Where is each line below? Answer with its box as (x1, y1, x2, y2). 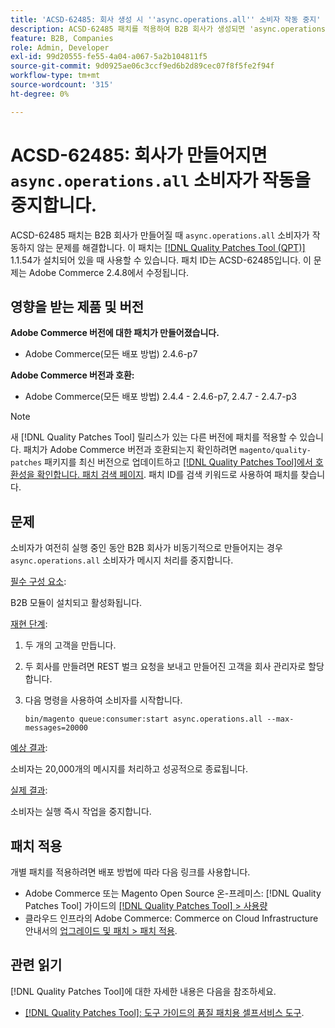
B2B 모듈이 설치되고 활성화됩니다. (10, 597, 143, 609)
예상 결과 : (10, 742, 48, 754)
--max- (266, 714, 295, 725)
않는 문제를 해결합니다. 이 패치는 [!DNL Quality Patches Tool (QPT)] (36, 241, 306, 253)
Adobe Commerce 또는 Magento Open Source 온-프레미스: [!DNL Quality (24, 887, 322, 899)
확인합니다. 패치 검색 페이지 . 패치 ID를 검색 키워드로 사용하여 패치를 (36, 469, 299, 481)
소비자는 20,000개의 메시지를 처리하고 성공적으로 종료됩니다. (10, 763, 249, 775)
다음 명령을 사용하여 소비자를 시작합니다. (24, 694, 183, 706)
